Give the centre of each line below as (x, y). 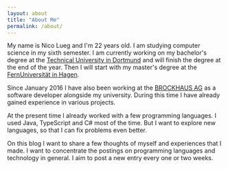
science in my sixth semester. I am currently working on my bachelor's (107, 53)
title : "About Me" (33, 20)
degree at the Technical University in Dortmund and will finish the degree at (114, 60)
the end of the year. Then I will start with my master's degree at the (102, 67)
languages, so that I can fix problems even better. (77, 130)
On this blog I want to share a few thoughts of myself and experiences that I (114, 144)
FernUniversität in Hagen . (43, 75)
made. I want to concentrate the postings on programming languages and (111, 151)
